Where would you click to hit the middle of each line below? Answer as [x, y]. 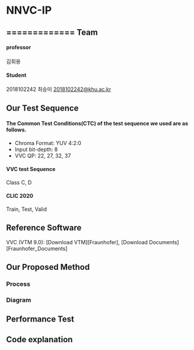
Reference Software [44, 228]
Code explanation [39, 339]
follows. [16, 130]
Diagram [19, 300]
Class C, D [19, 182]
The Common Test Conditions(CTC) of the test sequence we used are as [97, 123]
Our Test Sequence [42, 108]
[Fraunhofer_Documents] [37, 248]
